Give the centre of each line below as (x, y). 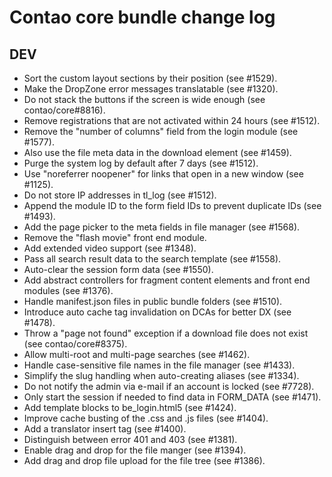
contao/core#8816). (64, 110)
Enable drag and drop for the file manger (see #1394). (135, 450)
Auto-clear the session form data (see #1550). (118, 269)
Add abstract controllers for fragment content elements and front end (167, 280)
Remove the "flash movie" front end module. (115, 237)
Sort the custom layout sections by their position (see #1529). (150, 78)
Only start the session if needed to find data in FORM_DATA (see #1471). (172, 397)
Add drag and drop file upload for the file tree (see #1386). (144, 460)
